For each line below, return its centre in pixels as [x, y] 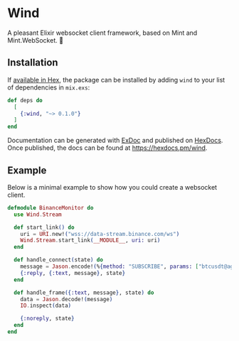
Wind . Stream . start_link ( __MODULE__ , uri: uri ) [90, 240]
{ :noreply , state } [47, 319]
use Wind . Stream [38, 215]
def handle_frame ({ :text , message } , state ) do [84, 293]
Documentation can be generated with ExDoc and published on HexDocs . [115, 141]
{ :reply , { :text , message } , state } [73, 273]
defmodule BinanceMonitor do [51, 207]
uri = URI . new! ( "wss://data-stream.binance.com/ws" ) [100, 234]
